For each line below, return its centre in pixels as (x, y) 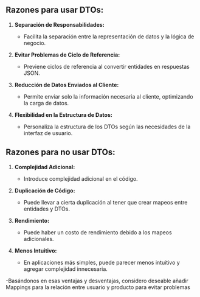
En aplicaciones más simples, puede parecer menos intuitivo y (102, 262)
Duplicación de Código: (45, 190)
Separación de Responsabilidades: (59, 24)
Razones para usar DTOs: (55, 10)
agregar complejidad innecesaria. (65, 269)
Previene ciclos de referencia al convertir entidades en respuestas (106, 66)
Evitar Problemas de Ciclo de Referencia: (67, 55)
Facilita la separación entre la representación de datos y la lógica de (109, 37)
